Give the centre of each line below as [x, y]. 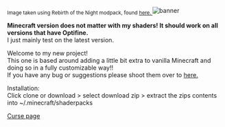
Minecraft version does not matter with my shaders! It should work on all [113, 25]
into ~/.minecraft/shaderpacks [50, 102]
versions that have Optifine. [48, 32]
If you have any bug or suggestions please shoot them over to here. [103, 74]
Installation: [23, 88]
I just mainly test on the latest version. [61, 40]
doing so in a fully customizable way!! [60, 68]
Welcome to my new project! [47, 53]
